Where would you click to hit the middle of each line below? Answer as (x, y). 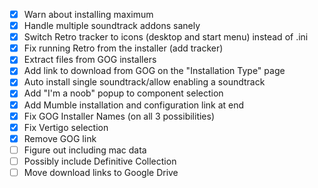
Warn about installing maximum (88, 14)
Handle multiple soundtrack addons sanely (112, 26)
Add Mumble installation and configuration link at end (134, 105)
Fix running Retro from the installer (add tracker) (123, 48)
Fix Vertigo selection (66, 127)
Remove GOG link (60, 138)
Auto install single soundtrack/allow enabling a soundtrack (144, 82)
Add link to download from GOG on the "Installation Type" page (154, 71)
